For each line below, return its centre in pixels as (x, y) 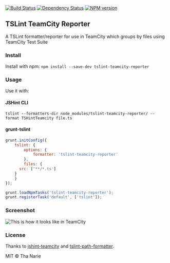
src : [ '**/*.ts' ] (37, 169)
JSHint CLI (17, 102)
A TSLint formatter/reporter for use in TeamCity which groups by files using (85, 36)
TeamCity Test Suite (26, 42)
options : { (35, 150)
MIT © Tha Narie (23, 256)
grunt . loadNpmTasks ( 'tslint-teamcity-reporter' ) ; (60, 193)
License (15, 235)
